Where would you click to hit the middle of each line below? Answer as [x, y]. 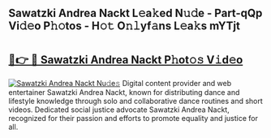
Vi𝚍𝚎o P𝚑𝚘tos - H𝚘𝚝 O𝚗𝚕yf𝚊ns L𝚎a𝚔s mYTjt [125, 26]
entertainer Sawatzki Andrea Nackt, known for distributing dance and [124, 92]
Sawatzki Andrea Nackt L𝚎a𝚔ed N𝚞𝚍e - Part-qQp [135, 13]
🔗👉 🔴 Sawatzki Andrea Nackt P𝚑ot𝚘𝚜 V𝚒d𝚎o [126, 60]
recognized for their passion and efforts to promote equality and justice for [133, 118]
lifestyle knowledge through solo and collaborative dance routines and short [136, 101]
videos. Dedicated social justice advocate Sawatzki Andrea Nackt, [119, 110]
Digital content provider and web [177, 83]
